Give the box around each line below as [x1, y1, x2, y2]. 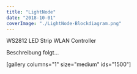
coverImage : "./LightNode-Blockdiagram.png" [6, 20, 122, 26]
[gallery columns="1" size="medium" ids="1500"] [6, 61, 131, 68]
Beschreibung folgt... [6, 49, 59, 56]
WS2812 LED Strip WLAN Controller [6, 37, 97, 45]
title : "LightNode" [6, 9, 56, 15]
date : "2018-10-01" [6, 15, 56, 21]
